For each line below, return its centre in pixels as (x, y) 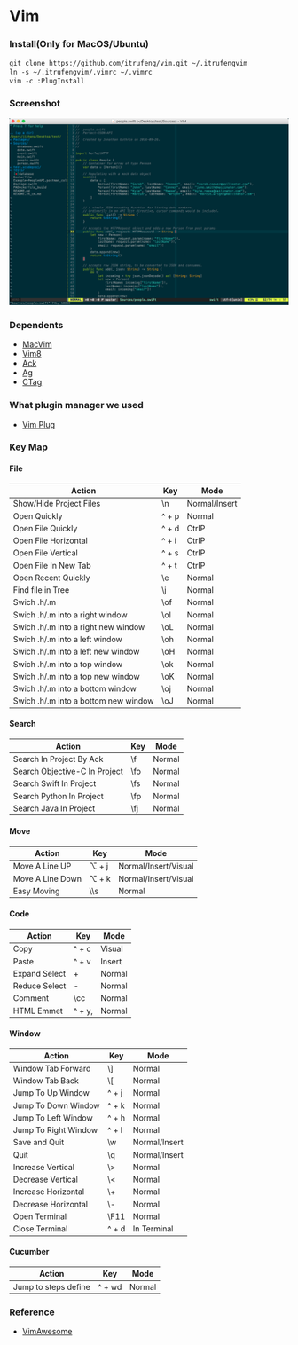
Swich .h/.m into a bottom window (75, 688)
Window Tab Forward (52, 1068)
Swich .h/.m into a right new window (79, 626)
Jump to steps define (51, 1286)
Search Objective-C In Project (68, 771)
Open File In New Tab (52, 565)
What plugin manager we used (76, 405)
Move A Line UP (42, 866)
